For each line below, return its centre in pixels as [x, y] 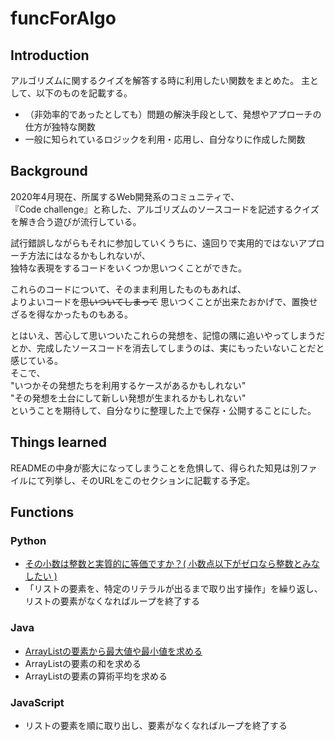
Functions [42, 512]
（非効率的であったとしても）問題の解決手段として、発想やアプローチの [173, 114]
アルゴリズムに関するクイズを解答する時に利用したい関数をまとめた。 [155, 80]
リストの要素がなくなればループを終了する [112, 601]
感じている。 [36, 360]
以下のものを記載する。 [84, 93]
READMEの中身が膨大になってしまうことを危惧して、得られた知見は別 [155, 468]
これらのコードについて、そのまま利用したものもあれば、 [128, 289]
